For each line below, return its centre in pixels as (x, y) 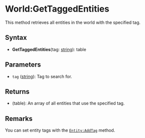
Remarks (19, 118)
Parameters (23, 65)
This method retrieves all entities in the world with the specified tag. (73, 22)
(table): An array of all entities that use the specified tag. (68, 103)
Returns (17, 92)
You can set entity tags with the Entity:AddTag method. (60, 130)
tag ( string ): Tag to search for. (42, 76)
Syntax (16, 38)
